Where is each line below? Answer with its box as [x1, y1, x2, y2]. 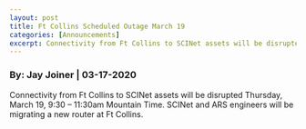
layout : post [9, 13, 59, 23]
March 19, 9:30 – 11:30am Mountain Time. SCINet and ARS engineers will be [9, 99, 294, 110]
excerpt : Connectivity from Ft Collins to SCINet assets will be [9, 38, 262, 48]
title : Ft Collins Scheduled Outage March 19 [9, 22, 185, 31]
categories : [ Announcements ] [9, 30, 120, 39]
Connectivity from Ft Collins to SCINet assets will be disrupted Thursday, [9, 89, 283, 100]
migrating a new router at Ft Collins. [9, 108, 144, 119]
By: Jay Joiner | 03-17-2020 [9, 69, 137, 82]
